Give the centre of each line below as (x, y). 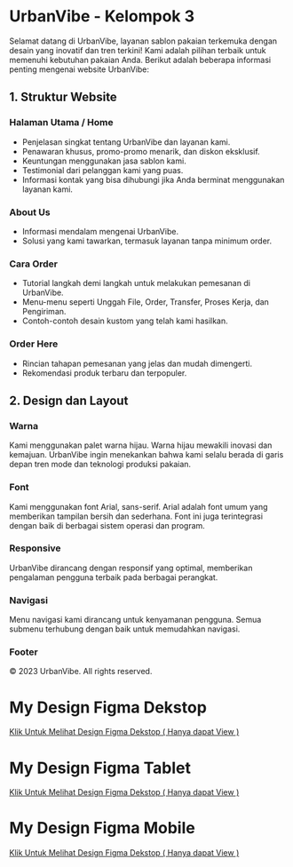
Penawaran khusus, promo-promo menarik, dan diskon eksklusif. (141, 151)
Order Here (34, 344)
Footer (24, 652)
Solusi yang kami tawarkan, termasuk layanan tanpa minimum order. (147, 241)
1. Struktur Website (63, 97)
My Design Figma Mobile (102, 828)
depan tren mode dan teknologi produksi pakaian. (100, 465)
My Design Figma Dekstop (108, 707)
